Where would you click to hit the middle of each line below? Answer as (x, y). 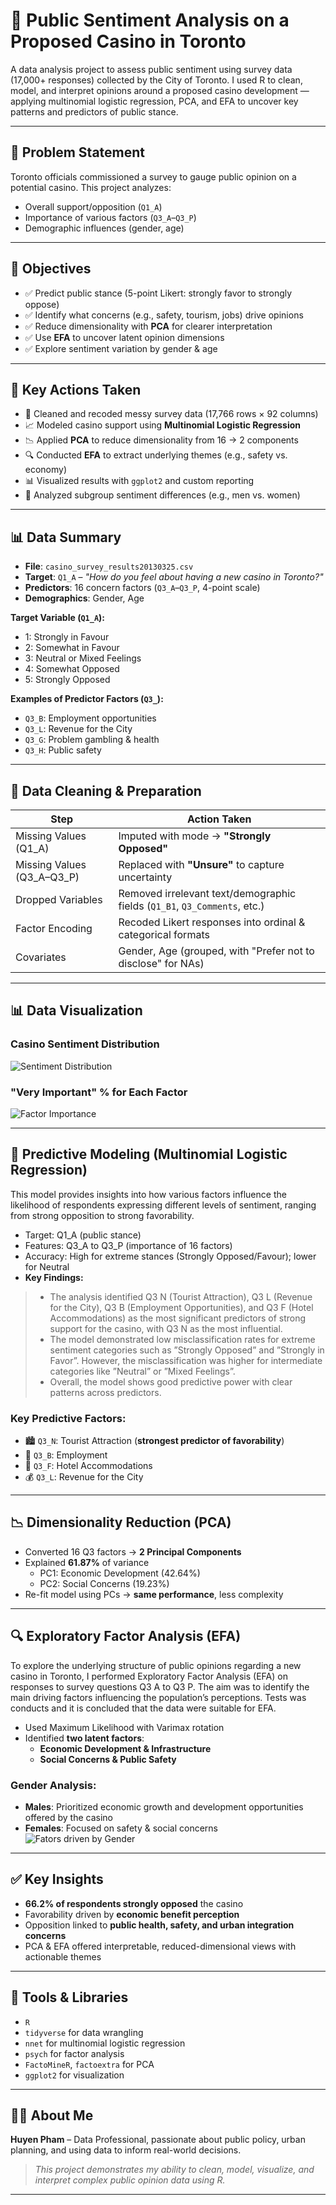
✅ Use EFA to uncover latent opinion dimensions (124, 337)
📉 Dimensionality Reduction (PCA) (121, 1522)
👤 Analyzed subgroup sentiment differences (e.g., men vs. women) (162, 495)
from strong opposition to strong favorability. (102, 1215)
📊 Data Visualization (76, 1010)
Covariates (41, 957)
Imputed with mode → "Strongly (195, 836)
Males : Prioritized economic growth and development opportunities (164, 1807)
